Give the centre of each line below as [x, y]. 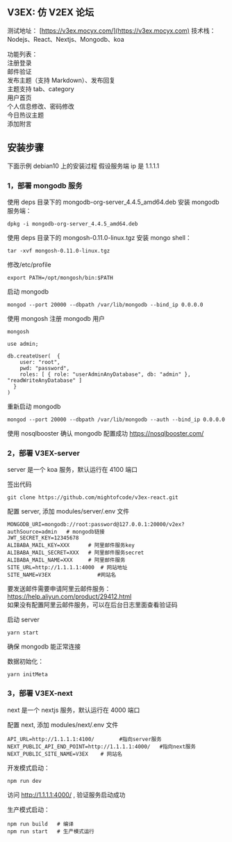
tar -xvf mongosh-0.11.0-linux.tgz [59, 251]
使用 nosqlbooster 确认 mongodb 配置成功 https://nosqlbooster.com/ [106, 433]
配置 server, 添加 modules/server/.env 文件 [68, 511]
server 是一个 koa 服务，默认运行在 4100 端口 [72, 470]
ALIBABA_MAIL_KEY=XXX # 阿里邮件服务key [71, 546]
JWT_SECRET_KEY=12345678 [43, 538]
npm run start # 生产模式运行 [51, 831]
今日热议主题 [25, 115]
